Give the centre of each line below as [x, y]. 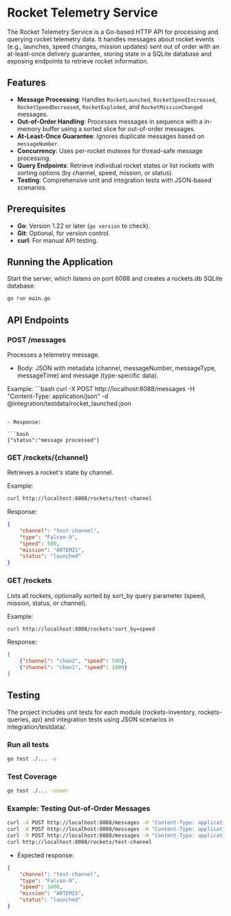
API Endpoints [38, 320]
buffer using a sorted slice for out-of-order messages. [119, 128]
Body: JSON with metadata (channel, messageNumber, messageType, [117, 368]
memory [29, 128]
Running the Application [60, 262]
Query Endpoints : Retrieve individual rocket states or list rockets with [115, 165]
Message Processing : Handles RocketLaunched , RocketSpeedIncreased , [117, 99]
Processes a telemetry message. [53, 355]
